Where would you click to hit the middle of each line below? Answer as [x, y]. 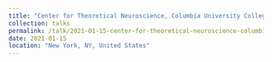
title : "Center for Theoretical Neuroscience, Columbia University [125, 16]
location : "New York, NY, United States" [79, 46]
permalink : [27, 31]
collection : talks [39, 23]
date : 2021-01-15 [38, 38]
